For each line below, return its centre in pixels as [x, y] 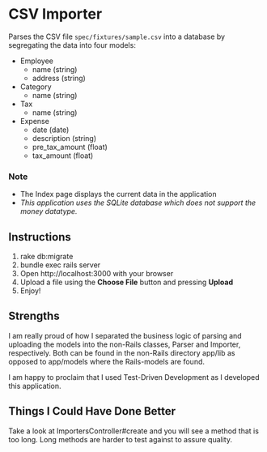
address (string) [59, 78]
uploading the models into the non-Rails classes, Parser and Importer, [125, 344]
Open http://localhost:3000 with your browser [97, 274]
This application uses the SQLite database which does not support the [138, 203]
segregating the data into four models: [72, 45]
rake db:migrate [47, 257]
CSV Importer [55, 14]
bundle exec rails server [60, 265]
